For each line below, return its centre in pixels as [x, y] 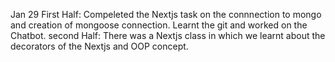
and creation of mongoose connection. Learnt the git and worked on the [159, 25]
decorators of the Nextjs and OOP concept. [99, 46]
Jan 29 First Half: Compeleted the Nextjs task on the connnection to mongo [166, 14]
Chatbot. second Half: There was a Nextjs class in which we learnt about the [168, 35]
